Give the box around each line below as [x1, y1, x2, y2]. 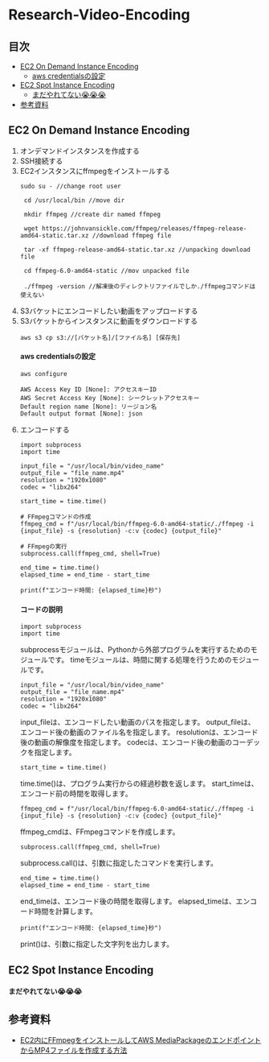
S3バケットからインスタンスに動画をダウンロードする [19, 316, 198, 325]
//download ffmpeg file [92, 231, 172, 239]
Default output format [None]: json [19, 410, 143, 418]
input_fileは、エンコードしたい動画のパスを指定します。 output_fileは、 [19, 717, 255, 727]
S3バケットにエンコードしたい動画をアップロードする [19, 306, 198, 316]
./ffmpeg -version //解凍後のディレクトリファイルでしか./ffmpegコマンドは [23, 282, 256, 291]
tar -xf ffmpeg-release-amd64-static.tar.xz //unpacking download [23, 246, 251, 254]
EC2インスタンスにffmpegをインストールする [19, 166, 170, 176]
